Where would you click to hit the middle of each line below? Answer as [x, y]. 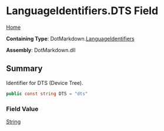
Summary [24, 69]
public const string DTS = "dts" [47, 94]
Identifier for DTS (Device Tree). [45, 83]
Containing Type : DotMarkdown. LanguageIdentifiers [70, 38]
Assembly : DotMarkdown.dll [41, 50]
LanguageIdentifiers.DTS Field [82, 11]
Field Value [22, 109]
